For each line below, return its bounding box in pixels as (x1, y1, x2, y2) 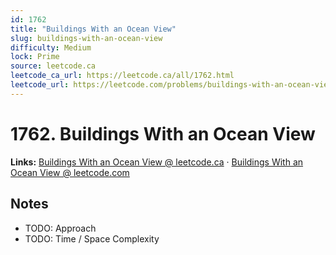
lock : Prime (10, 52, 60, 62)
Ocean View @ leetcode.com (10, 166, 130, 178)
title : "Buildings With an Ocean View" (10, 24, 177, 34)
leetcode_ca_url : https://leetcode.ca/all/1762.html (10, 71, 235, 81)
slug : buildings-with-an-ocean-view (10, 33, 163, 43)
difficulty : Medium (10, 42, 92, 53)
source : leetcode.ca (10, 61, 97, 71)
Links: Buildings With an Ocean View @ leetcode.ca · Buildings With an (10, 156, 304, 168)
